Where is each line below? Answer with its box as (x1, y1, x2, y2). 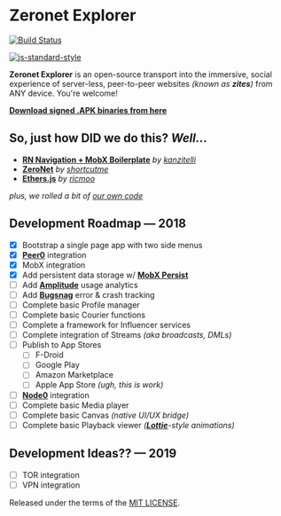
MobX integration (21, 259, 86, 270)
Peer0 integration (21, 249, 87, 260)
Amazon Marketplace (35, 370, 113, 380)
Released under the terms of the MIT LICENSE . (9, 497, 180, 508)
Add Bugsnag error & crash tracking (21, 289, 155, 300)
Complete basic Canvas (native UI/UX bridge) (21, 410, 189, 420)
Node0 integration (21, 389, 90, 400)
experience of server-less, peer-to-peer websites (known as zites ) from (9, 78, 273, 89)
